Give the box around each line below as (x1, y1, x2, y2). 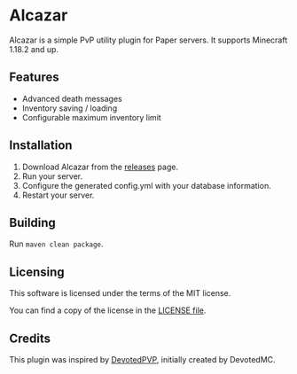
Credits (9, 331, 51, 346)
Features (9, 70, 59, 85)
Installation (9, 138, 73, 153)
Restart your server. (21, 190, 95, 200)
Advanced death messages (21, 93, 122, 104)
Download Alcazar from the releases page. (21, 161, 179, 172)
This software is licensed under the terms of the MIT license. (9, 288, 231, 299)
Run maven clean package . (9, 238, 104, 249)
